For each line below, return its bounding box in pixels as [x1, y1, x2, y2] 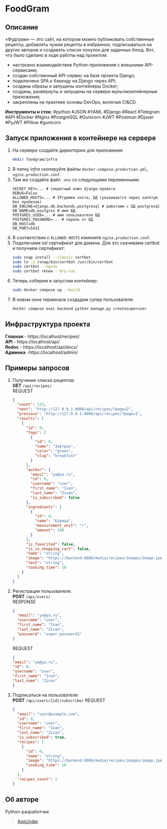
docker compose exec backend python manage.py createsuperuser [12, 306, 147, 311]
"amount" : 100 [34, 528, 64, 533]
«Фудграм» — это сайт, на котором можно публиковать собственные [5, 36, 155, 42]
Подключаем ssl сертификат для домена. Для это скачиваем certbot [12, 240, 160, 246]
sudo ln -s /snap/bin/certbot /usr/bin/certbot [12, 259, 113, 264]
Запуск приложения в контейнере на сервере [5, 134, 156, 143]
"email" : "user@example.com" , [17, 711, 80, 716]
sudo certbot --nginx [12, 264, 57, 269]
